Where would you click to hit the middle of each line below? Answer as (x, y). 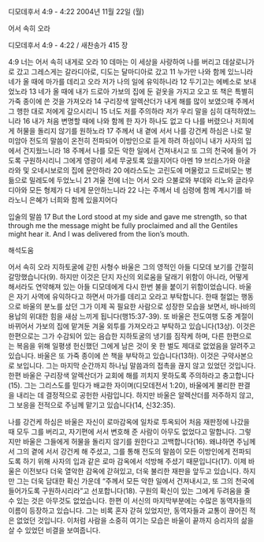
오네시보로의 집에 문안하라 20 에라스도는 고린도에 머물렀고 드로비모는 (138, 170)
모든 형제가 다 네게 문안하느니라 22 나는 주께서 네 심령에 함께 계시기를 (136, 190)
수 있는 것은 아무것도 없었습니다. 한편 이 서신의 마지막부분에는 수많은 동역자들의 (130, 501)
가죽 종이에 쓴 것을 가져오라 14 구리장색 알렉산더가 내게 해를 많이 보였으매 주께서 (131, 101)
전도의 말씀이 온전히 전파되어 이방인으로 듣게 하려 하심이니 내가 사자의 (136, 141)
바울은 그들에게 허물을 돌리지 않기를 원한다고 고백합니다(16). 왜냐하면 (128, 441)
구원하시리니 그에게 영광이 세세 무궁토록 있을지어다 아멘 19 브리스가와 (129, 161)
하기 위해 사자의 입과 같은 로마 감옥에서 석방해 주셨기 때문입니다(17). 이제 (134, 461)
